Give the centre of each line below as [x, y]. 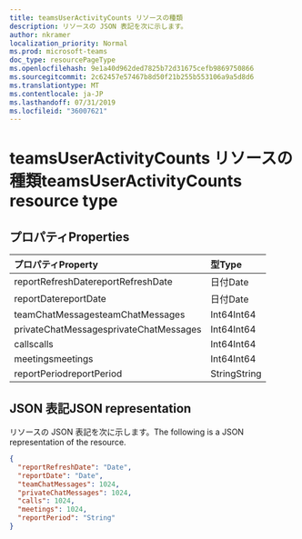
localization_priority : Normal [69, 43]
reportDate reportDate [60, 299]
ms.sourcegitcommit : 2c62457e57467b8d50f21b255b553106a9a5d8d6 [132, 77]
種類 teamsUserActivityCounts [126, 181]
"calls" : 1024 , [46, 501]
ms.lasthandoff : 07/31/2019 [63, 102]
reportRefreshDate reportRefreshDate [93, 282]
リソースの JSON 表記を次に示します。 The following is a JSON [126, 432]
